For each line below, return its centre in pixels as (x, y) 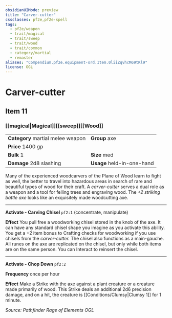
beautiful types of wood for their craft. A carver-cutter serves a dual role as (85, 187)
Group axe (103, 138)
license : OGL (19, 67)
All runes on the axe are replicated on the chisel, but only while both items (83, 244)
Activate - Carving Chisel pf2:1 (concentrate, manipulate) (67, 212)
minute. (13, 300)
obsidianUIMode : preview (32, 10)
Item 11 (16, 111)
